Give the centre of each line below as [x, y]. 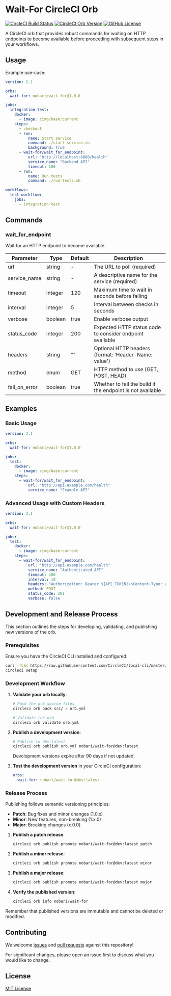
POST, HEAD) [110, 376]
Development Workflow [35, 683]
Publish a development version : [47, 732]
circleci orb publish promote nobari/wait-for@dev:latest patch [82, 844]
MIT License [18, 988]
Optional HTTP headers [122, 349]
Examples [21, 409]
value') [102, 361]
